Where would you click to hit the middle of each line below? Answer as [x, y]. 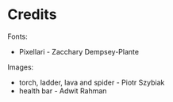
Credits [32, 15]
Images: [21, 67]
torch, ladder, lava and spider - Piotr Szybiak [92, 82]
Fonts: [18, 36]
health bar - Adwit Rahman [63, 91]
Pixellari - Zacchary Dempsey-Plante [79, 51]
